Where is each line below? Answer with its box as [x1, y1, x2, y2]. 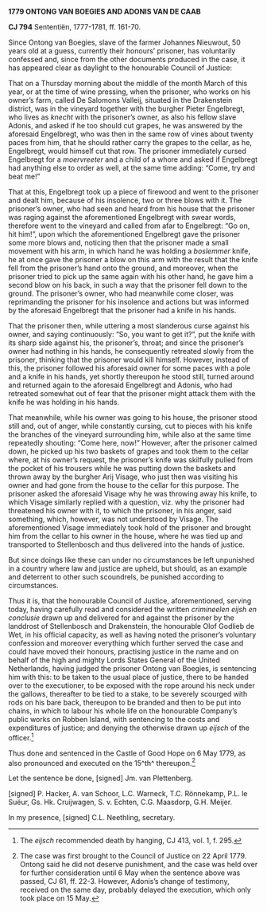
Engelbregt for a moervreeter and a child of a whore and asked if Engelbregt [8, 155, 258, 164]
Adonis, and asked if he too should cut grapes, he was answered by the [8, 121, 243, 130]
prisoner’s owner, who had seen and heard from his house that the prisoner [8, 204, 255, 214]
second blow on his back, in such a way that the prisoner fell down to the [8, 281, 248, 289]
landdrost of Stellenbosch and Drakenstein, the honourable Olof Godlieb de [8, 622, 255, 630]
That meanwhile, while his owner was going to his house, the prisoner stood [8, 413, 257, 422]
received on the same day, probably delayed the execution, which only [19, 885, 252, 895]
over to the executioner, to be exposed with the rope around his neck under [8, 681, 256, 690]
